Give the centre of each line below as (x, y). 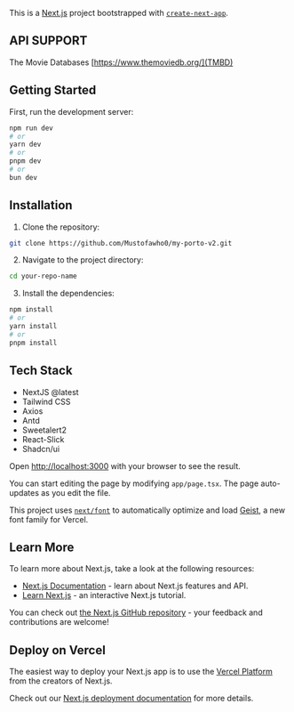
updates (24, 492)
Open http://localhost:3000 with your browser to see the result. (125, 465)
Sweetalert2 (44, 430)
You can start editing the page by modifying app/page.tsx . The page (134, 483)
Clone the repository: (61, 227)
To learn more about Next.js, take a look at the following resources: (132, 569)
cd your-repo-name (43, 276)
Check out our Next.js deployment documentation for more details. (131, 699)
